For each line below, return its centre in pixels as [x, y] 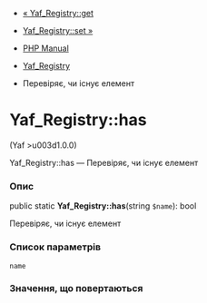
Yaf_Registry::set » [58, 30]
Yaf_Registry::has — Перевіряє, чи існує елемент [104, 162]
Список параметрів [55, 247]
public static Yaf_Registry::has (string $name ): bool [103, 206]
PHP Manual [46, 48]
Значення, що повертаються [76, 288]
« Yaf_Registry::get [58, 13]
